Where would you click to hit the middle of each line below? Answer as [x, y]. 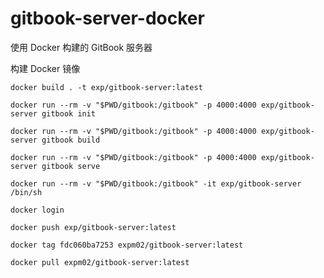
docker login [37, 210]
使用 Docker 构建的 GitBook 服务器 [81, 47]
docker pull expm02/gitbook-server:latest [100, 262]
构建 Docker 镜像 [45, 68]
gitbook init [69, 113]
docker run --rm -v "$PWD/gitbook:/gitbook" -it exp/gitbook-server [156, 183]
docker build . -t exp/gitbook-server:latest [106, 87]
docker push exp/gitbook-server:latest [93, 227]
